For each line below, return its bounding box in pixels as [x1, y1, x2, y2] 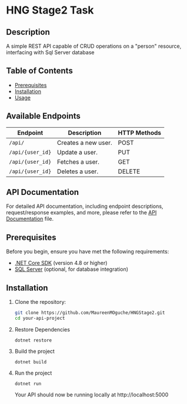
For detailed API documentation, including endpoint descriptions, [6, 203, 163, 210]
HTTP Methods [118, 128, 162, 137]
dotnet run [14, 380, 42, 386]
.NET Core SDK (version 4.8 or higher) [14, 260, 108, 267]
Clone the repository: [14, 299, 66, 306]
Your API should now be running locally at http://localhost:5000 [14, 391, 169, 398]
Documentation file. [6, 216, 54, 223]
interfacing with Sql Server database [6, 49, 95, 56]
